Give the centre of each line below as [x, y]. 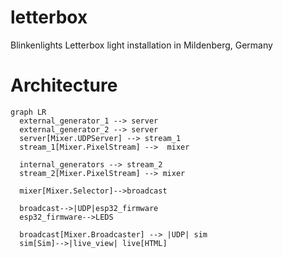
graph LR [28, 112]
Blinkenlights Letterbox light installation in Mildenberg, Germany [141, 45]
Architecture [64, 85]
